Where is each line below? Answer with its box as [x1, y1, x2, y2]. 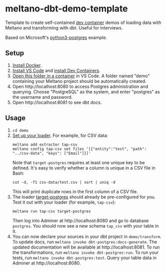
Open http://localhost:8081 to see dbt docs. [12, 99, 102, 105]
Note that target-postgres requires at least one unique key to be [12, 159, 145, 165]
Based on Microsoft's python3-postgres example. [5, 34, 107, 40]
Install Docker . [12, 62, 42, 68]
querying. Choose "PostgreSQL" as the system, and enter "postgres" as [12, 88, 161, 95]
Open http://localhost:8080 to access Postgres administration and [12, 83, 149, 89]
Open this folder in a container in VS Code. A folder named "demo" [12, 73, 150, 79]
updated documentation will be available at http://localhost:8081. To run [12, 244, 160, 250]
